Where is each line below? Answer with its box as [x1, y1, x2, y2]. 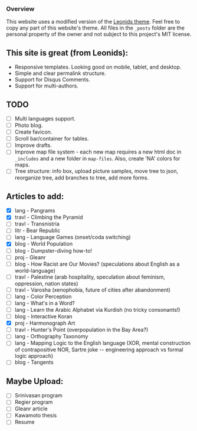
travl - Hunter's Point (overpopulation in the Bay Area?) [14, 326, 149, 334]
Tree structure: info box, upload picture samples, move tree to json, [14, 168, 179, 175]
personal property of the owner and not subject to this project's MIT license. [6, 31, 192, 38]
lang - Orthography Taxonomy [14, 333, 88, 340]
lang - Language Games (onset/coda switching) [14, 234, 131, 241]
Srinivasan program [14, 392, 63, 399]
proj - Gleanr [14, 253, 46, 261]
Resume [14, 419, 35, 426]
